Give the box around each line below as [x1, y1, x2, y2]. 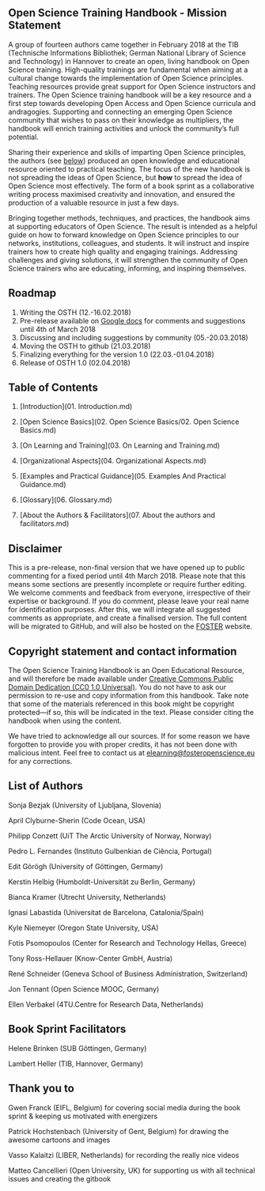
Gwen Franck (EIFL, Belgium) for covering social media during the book [8, 1102, 241, 1112]
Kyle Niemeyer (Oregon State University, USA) [8, 923, 159, 932]
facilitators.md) [19, 519, 70, 528]
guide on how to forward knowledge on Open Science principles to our [8, 229, 240, 240]
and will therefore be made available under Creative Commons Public [8, 674, 234, 683]
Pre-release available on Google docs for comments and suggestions [19, 316, 246, 325]
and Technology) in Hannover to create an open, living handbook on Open [8, 56, 250, 66]
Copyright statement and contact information [8, 645, 237, 658]
